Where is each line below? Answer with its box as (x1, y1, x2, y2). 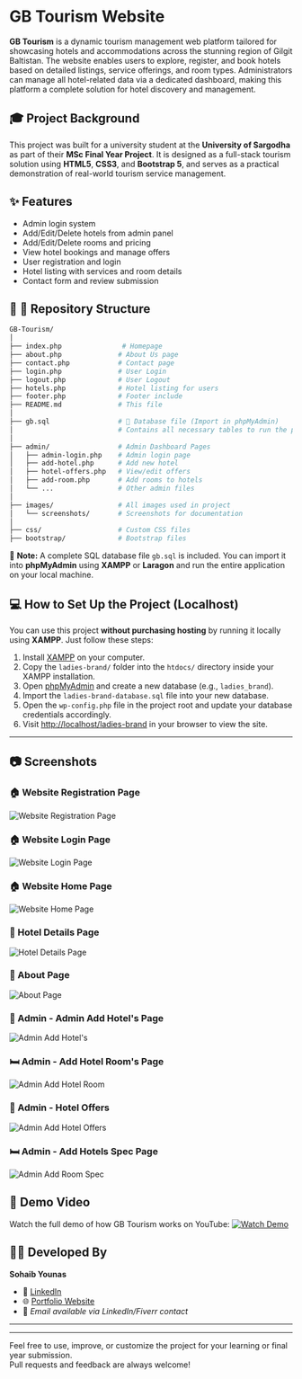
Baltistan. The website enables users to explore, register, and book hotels (9, 55, 281, 66)
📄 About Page (9, 969, 70, 982)
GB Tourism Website (9, 6, 165, 27)
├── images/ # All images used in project (9, 501, 231, 510)
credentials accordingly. (22, 708, 112, 720)
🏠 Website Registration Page (9, 787, 141, 799)
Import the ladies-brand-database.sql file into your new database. (22, 689, 270, 700)
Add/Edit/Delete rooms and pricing (22, 236, 151, 248)
